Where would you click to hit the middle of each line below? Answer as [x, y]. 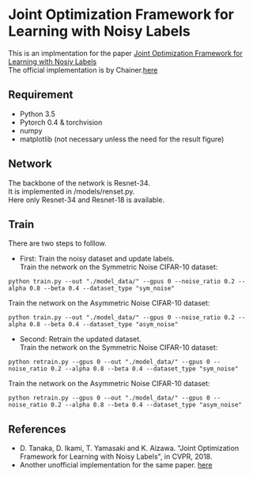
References [37, 429]
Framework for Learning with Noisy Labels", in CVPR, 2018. [116, 456]
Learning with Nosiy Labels [53, 62]
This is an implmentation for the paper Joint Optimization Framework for [126, 53]
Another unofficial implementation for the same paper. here [116, 465]
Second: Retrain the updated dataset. [80, 339]
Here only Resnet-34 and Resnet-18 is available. [86, 200]
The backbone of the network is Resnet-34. [79, 182]
